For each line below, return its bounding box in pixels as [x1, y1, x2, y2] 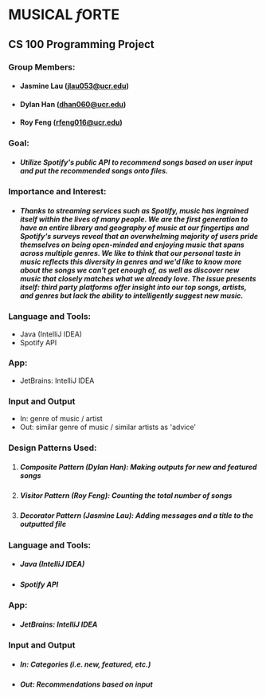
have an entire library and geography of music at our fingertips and [19, 222, 249, 233]
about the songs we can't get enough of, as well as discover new [19, 265, 240, 275]
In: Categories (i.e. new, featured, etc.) [19, 659, 151, 669]
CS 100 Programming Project [8, 38, 155, 51]
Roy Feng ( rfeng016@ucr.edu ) [19, 117, 123, 127]
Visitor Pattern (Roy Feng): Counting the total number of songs [19, 491, 233, 500]
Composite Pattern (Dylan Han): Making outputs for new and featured [19, 462, 257, 472]
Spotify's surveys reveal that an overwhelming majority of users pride [19, 231, 259, 241]
